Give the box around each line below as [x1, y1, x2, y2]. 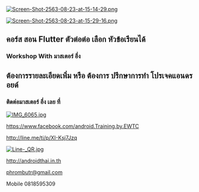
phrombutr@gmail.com [6, 169, 63, 175]
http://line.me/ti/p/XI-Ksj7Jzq [6, 134, 77, 141]
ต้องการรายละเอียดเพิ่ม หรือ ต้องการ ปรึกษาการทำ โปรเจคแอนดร [6, 70, 192, 80]
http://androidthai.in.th [6, 158, 61, 164]
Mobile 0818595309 [6, 180, 55, 187]
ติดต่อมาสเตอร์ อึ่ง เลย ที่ [6, 97, 61, 106]
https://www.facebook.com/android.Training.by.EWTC [6, 122, 139, 130]
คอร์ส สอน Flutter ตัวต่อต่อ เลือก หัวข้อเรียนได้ [6, 34, 146, 45]
